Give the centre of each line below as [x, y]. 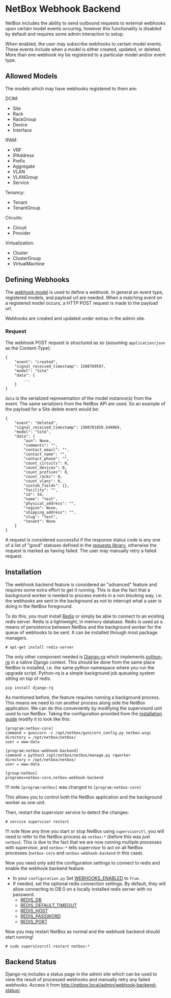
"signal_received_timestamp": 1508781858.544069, [68, 427]
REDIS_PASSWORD [40, 916]
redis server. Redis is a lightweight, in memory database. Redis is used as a [84, 621]
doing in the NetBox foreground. [39, 606]
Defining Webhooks [37, 280]
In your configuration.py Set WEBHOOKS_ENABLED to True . [76, 878]
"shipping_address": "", [50, 512]
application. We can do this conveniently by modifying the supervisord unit [84, 708]
